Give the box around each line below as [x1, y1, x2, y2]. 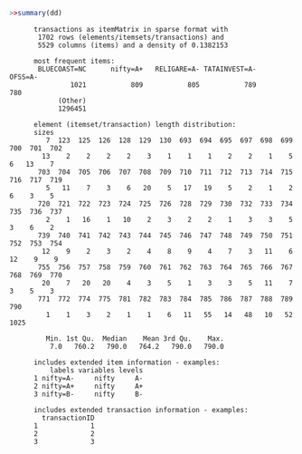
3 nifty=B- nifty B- [33, 390, 144, 399]
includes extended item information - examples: [33, 358, 221, 367]
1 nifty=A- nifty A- [33, 373, 144, 382]
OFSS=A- [9, 72, 39, 82]
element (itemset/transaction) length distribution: [33, 120, 237, 129]
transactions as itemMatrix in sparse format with [33, 24, 229, 34]
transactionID [42, 413, 95, 422]
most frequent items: [33, 56, 116, 65]
